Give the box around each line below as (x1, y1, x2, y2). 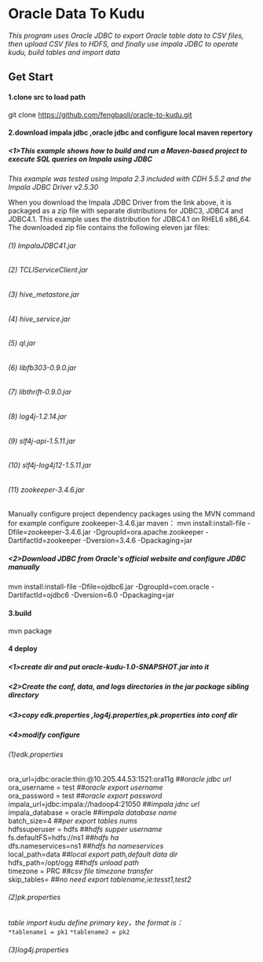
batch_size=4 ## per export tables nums (8, 816, 137, 825)
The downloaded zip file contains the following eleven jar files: (8, 223, 210, 232)
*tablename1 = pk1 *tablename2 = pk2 (8, 928, 130, 937)
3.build (8, 608, 32, 618)
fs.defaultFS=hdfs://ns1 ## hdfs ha (8, 832, 119, 842)
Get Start (8, 70, 53, 83)
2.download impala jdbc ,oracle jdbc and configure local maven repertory (8, 128, 254, 138)
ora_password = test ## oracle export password (8, 790, 163, 800)
